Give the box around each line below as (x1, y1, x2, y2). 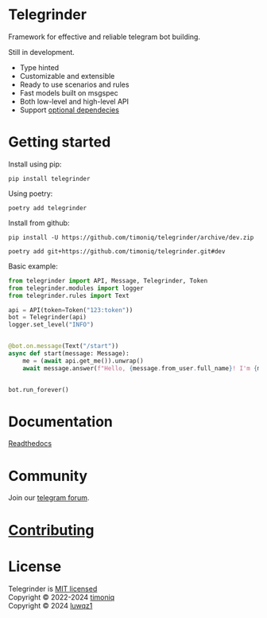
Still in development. (8, 47, 75, 57)
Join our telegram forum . (8, 493, 90, 503)
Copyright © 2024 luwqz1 (8, 600, 93, 610)
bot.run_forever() (8, 385, 69, 393)
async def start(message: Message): (8, 350, 130, 358)
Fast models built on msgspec (19, 88, 118, 97)
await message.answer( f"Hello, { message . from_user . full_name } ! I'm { (22, 364, 258, 372)
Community (8, 467, 88, 485)
